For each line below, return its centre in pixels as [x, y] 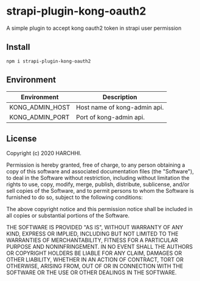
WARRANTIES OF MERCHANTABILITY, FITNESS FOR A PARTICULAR [92, 240]
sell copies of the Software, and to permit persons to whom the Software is [100, 191]
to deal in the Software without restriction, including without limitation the [98, 178]
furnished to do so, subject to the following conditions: [74, 197]
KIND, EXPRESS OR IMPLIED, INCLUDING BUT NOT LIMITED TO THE [92, 234]
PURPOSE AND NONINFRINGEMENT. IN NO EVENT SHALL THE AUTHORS [100, 247]
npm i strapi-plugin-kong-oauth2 [49, 61]
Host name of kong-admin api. [120, 107]
